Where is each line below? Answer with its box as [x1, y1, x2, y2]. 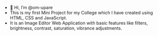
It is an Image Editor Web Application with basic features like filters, [9, 20, 148, 26]
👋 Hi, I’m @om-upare [9, 5, 53, 10]
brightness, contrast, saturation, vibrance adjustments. [9, 25, 122, 31]
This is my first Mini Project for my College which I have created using [9, 10, 153, 16]
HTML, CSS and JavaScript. [9, 15, 67, 20]
